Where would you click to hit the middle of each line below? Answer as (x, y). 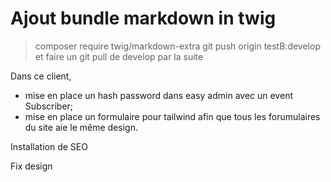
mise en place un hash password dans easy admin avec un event (158, 95)
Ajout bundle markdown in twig (143, 18)
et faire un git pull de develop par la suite (119, 56)
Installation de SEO (49, 146)
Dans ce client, (41, 76)
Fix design (31, 166)
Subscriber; (49, 106)
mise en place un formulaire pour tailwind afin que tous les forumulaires (172, 116)
